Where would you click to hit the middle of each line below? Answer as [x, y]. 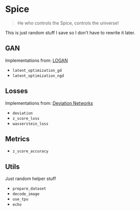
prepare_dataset [29, 189]
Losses [17, 91]
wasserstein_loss [30, 124]
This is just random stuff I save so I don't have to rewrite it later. [70, 32]
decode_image [26, 194]
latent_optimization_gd [37, 70]
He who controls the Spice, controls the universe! [68, 23]
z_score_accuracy [30, 151]
